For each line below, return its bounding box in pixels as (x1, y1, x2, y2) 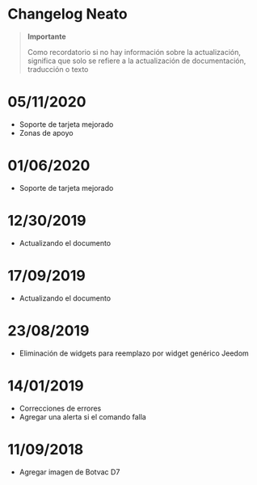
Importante (27, 32, 66, 41)
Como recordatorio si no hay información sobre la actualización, (27, 47, 242, 57)
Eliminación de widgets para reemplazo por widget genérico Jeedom (19, 348, 250, 358)
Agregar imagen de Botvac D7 (19, 466, 120, 477)
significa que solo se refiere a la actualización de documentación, (27, 56, 246, 65)
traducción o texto (27, 64, 89, 74)
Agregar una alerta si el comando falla (19, 411, 146, 421)
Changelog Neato (7, 5, 128, 23)
